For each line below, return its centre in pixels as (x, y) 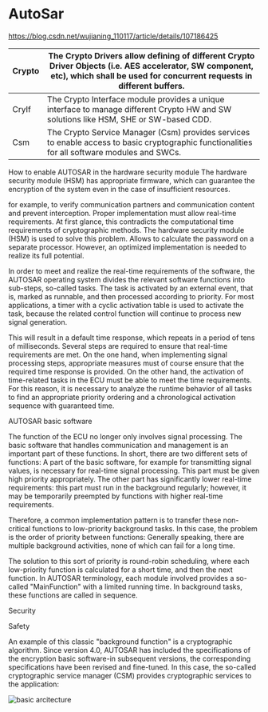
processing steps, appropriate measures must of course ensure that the (126, 363)
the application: (34, 684)
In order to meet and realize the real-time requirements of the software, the (132, 271)
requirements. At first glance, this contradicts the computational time (121, 222)
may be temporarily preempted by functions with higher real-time (116, 496)
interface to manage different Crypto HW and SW (139, 109)
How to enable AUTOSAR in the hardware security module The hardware (128, 172)
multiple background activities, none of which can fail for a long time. (122, 546)
